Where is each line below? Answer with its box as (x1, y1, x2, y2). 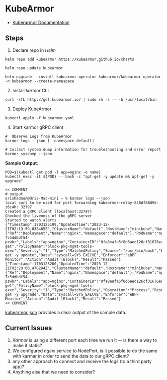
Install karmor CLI (12, 87, 49, 93)
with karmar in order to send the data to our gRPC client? (12, 353, 129, 359)
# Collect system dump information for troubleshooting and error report (5, 147, 162, 152)
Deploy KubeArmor (12, 106, 52, 112)
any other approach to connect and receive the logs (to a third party (12, 358, 152, 364)
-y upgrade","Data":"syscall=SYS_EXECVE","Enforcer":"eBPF (14, 292, 139, 297)
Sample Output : (5, 160, 38, 166)
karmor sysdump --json (5, 151, 52, 156)
